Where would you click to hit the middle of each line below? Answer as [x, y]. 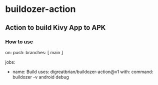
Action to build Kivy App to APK [55, 28]
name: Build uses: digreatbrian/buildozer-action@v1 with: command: [83, 72]
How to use [19, 42]
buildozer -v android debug [40, 77]
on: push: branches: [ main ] [34, 52]
